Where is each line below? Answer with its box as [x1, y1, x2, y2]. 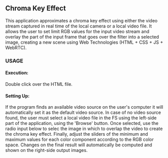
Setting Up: [5, 92, 30, 99]
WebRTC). [5, 44, 27, 50]
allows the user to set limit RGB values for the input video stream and [5, 28, 150, 35]
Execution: [5, 70, 29, 76]
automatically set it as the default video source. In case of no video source [5, 109, 161, 116]
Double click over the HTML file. [5, 81, 73, 87]
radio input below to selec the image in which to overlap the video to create [5, 125, 163, 132]
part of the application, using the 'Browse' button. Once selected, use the [5, 120, 159, 127]
